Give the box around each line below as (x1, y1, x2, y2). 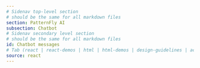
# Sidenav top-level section (6, 8, 79, 15)
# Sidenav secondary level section (6, 31, 95, 37)
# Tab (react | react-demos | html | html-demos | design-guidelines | (6, 47, 187, 53)
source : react (6, 53, 42, 59)
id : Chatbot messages (6, 42, 60, 48)
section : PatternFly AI (6, 20, 65, 25)
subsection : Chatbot (6, 25, 58, 31)
